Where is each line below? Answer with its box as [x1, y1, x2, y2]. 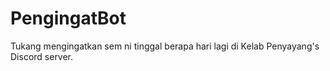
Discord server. [10, 50, 74, 62]
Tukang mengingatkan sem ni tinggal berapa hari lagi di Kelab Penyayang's [10, 40, 320, 52]
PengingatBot [10, 7, 127, 30]
